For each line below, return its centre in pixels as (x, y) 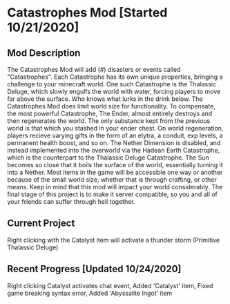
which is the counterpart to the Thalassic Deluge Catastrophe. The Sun (108, 158)
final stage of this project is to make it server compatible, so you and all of (112, 194)
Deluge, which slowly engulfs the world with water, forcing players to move (114, 92)
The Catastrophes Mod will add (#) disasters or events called (94, 69)
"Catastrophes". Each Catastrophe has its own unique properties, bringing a (115, 77)
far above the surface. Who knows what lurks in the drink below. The (105, 99)
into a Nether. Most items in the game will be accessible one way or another (115, 172)
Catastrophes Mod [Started (87, 13)
